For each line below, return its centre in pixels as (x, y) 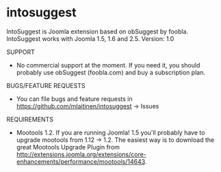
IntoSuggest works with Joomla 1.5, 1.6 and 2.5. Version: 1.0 (90, 38)
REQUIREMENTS (30, 119)
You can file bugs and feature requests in (74, 99)
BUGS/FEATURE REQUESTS (46, 85)
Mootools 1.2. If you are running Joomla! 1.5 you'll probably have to (110, 132)
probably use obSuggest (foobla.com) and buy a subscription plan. (111, 72)
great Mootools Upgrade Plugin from (68, 147)
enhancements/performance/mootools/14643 (80, 161)
